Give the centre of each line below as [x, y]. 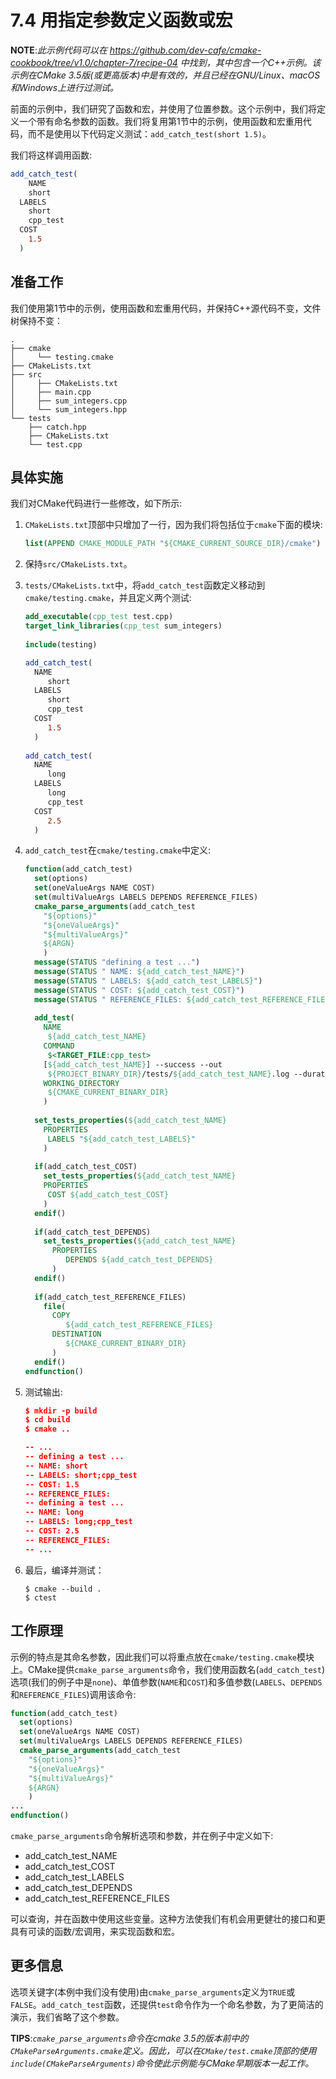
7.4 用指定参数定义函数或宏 [121, 20]
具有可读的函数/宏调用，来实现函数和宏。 [95, 1931]
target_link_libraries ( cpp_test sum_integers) [123, 626]
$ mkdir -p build [61, 1411]
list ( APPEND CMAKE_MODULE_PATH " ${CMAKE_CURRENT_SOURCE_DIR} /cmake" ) [173, 544]
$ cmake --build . [63, 1589]
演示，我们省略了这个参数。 [67, 2017]
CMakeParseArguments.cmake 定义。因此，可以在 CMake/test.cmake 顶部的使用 [163, 2050]
